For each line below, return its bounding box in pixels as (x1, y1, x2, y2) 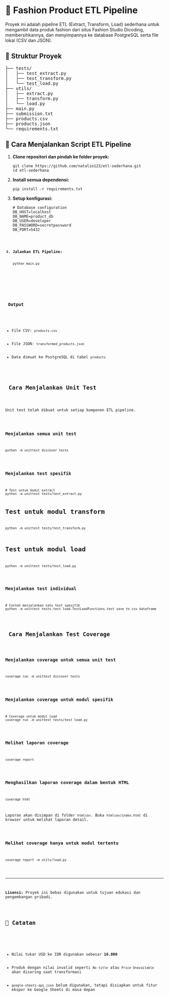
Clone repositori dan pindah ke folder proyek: (12, 153, 110, 159)
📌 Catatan (5, 919, 36, 926)
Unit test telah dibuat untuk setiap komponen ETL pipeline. (5, 408, 136, 413)
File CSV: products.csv (12, 328, 57, 333)
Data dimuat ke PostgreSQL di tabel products (12, 354, 106, 360)
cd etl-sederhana (12, 168, 49, 173)
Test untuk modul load (5, 545, 86, 553)
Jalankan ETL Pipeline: (12, 249, 63, 254)
